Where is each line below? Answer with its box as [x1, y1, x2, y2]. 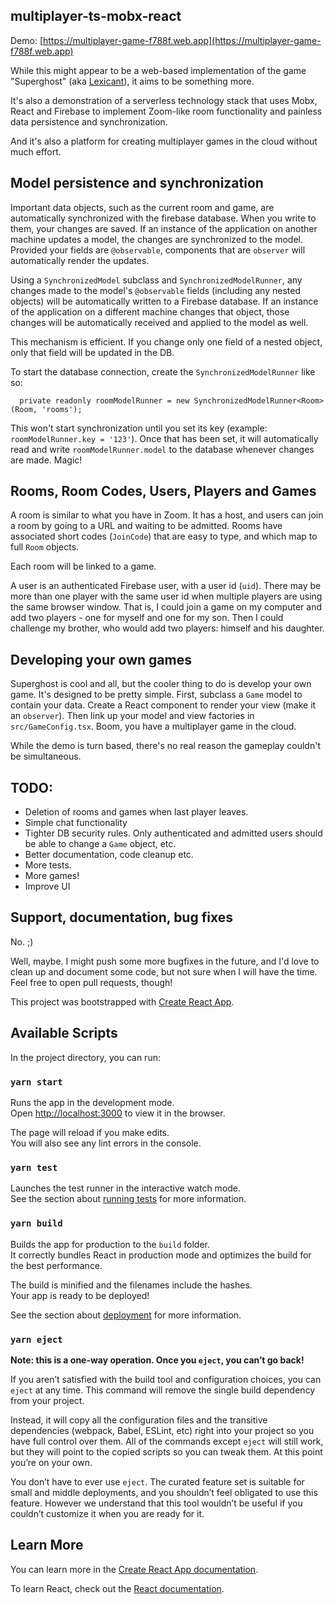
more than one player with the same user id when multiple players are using [10, 590, 323, 603]
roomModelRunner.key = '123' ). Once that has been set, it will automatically [10, 432, 319, 444]
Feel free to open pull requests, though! [10, 976, 173, 988]
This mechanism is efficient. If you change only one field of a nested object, [10, 335, 323, 348]
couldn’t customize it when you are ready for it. [10, 1507, 205, 1519]
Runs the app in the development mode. [10, 1096, 175, 1108]
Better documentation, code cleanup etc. [24, 849, 194, 861]
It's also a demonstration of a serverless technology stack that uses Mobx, [10, 94, 318, 106]
